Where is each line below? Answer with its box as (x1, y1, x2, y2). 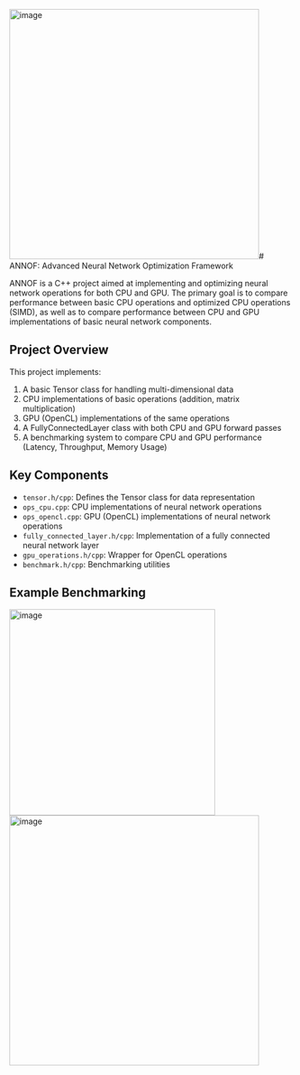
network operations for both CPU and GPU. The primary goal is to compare (9, 287, 288, 298)
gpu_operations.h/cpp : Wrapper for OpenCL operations (22, 549, 228, 560)
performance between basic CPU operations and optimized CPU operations (9, 297, 291, 307)
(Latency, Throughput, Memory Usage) (22, 441, 168, 452)
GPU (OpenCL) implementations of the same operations (22, 412, 230, 424)
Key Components (9, 468, 109, 483)
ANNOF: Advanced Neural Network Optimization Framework (9, 260, 234, 271)
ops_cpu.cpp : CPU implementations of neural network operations (22, 501, 262, 512)
